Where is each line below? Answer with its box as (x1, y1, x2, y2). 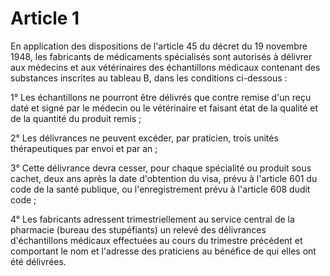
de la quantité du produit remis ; (10, 112, 142, 124)
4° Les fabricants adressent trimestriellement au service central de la (10, 213, 295, 225)
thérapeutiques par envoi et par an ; (10, 142, 158, 154)
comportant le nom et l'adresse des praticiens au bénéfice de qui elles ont (10, 245, 317, 257)
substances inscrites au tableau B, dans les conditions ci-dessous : (10, 72, 288, 84)
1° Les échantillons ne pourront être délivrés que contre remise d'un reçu (10, 91, 312, 103)
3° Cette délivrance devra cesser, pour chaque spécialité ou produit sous (10, 162, 312, 174)
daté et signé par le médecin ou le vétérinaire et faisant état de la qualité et (10, 102, 319, 114)
